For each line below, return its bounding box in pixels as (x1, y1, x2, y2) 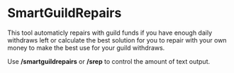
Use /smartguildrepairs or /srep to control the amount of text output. (7, 57, 211, 65)
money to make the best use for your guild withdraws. (7, 43, 165, 52)
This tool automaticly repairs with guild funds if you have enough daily (7, 28, 213, 37)
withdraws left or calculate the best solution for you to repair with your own (7, 35, 227, 44)
